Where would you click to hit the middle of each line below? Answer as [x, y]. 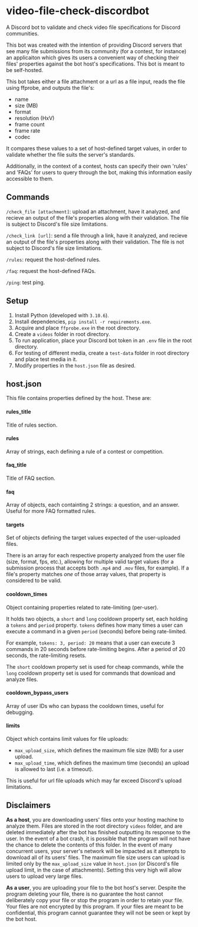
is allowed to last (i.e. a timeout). [54, 769]
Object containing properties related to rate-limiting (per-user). [82, 607]
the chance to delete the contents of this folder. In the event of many [89, 845]
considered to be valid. [34, 581]
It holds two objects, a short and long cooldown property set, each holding [97, 619]
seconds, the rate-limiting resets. [46, 655]
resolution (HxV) [34, 118]
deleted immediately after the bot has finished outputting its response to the [98, 832]
